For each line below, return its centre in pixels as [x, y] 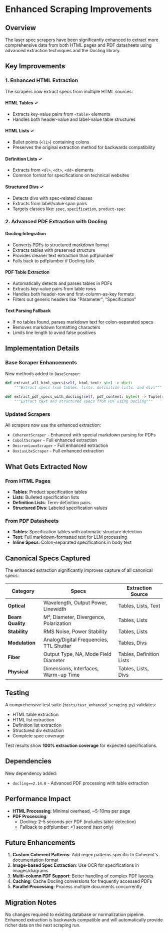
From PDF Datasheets [32, 521]
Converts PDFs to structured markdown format [60, 245]
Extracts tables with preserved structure [54, 250]
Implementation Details [42, 348]
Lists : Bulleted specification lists [46, 497]
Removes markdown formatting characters [56, 328]
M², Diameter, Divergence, [74, 617]
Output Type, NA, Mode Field [77, 654]
